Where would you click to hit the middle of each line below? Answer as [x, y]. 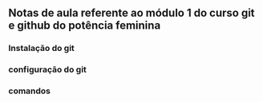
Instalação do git [41, 49]
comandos [29, 91]
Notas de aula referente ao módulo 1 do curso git [131, 13]
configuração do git [47, 69]
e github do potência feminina [85, 26]
